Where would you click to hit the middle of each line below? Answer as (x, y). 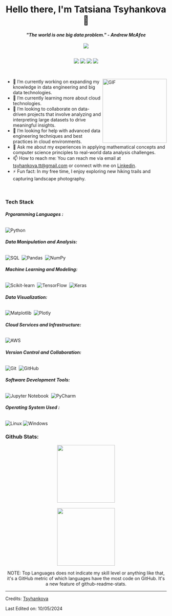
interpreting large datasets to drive (49, 120)
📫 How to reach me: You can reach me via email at (67, 158)
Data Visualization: (26, 297)
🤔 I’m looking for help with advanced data (57, 131)
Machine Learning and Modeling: (41, 270)
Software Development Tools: (38, 380)
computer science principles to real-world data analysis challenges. (84, 153)
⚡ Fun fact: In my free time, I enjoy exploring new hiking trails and (82, 171)
